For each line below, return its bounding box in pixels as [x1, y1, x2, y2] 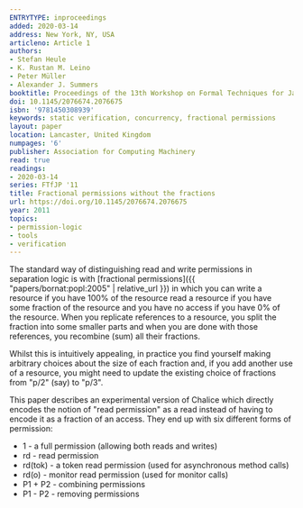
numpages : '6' [9, 139, 63, 148]
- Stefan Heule [9, 55, 67, 64]
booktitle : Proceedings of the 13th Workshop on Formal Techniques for [9, 88, 284, 97]
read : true [9, 155, 50, 165]
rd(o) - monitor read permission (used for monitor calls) [22, 469, 229, 480]
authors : [9, 47, 42, 56]
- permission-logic [9, 222, 83, 231]
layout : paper [9, 122, 63, 132]
